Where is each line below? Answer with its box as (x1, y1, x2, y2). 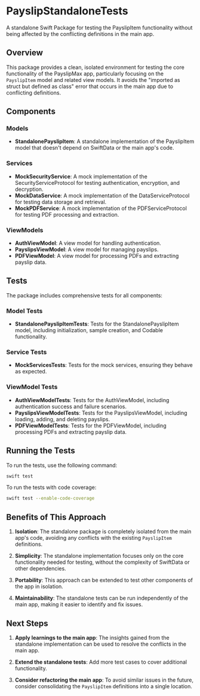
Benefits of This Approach (6, 512, 106, 522)
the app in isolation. (14, 583, 64, 590)
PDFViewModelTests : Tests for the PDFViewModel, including (14, 422, 167, 429)
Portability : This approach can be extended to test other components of (14, 576, 193, 584)
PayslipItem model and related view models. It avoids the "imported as (6, 76, 180, 83)
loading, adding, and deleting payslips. (14, 415, 110, 423)
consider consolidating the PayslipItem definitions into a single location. (14, 682, 193, 689)
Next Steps (6, 618, 48, 628)
